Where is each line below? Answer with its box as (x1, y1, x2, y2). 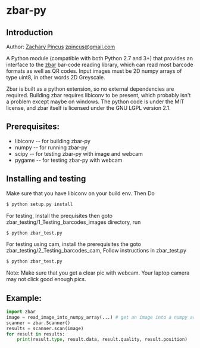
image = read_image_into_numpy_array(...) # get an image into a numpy (6, 314, 187, 320)
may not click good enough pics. (6, 276, 86, 283)
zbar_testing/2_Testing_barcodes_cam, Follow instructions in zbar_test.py (6, 247, 186, 254)
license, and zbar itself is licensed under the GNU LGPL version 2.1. (6, 104, 171, 111)
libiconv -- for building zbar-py (14, 137, 91, 144)
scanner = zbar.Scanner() (6, 320, 70, 326)
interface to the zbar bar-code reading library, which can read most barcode (6, 61, 193, 68)
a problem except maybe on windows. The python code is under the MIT (6, 98, 185, 105)
